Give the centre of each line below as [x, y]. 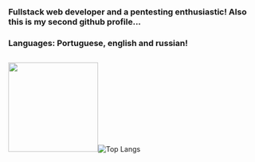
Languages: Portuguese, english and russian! [98, 43]
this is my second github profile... [75, 21]
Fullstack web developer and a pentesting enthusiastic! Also [127, 12]
